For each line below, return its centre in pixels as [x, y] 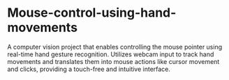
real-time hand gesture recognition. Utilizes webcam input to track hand [111, 54]
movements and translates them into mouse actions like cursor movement [113, 61]
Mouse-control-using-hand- [92, 13]
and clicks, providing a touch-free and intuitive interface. [89, 69]
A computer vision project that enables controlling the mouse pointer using [115, 47]
